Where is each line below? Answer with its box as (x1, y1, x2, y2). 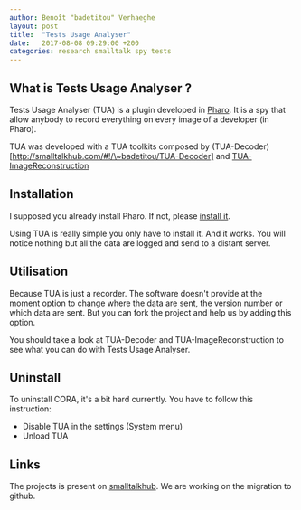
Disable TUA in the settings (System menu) (22, 421, 183, 432)
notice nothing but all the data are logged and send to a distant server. (9, 237, 271, 249)
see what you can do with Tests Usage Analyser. (9, 344, 191, 354)
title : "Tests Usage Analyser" (9, 30, 131, 39)
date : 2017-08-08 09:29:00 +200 (9, 38, 140, 48)
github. (9, 490, 36, 502)
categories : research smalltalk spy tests (9, 47, 172, 56)
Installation (9, 186, 74, 202)
